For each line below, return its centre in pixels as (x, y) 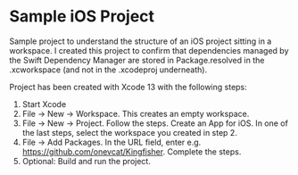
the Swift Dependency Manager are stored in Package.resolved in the (137, 60)
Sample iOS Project (82, 17)
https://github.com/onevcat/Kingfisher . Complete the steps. (132, 151)
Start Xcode (44, 104)
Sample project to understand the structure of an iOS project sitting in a (141, 41)
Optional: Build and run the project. (87, 161)
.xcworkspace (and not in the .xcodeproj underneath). (108, 70)
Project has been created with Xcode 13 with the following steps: (128, 87)
